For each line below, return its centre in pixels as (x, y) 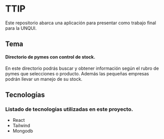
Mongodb (23, 131)
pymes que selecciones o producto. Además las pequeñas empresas (77, 73)
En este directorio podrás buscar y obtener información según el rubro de (82, 68)
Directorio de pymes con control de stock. (50, 57)
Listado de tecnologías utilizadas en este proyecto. (69, 109)
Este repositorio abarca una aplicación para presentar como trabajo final (81, 23)
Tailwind (21, 126)
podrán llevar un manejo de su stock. (44, 79)
